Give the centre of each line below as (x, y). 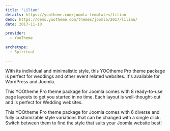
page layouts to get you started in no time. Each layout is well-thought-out (83, 96)
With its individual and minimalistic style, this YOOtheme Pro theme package (85, 71)
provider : (16, 34)
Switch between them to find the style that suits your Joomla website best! (83, 123)
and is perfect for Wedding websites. (44, 102)
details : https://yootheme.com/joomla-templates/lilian (66, 15)
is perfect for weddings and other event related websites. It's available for (83, 76)
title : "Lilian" (22, 10)
